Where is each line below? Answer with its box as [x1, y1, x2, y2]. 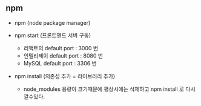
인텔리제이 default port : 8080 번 [23, 52, 104, 59]
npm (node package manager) [14, 19, 91, 26]
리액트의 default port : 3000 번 [23, 44, 98, 51]
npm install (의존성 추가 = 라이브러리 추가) [14, 72, 116, 79]
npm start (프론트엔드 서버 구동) [14, 31, 91, 39]
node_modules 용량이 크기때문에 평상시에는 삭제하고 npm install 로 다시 [23, 85, 196, 93]
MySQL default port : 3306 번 [23, 59, 97, 67]
